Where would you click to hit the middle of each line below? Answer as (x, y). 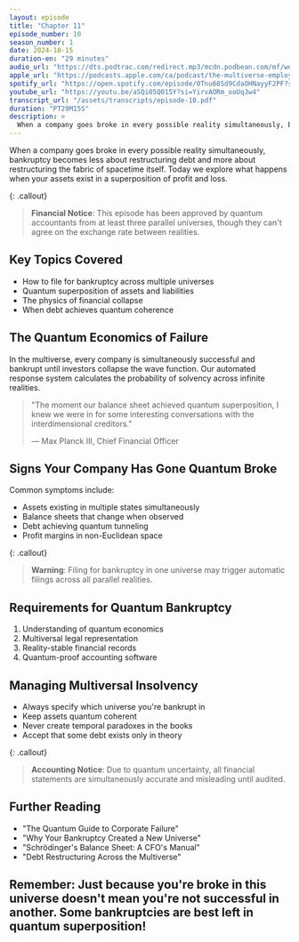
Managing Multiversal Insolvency (104, 685)
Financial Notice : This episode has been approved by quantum (147, 213)
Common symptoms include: (62, 490)
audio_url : (29, 68)
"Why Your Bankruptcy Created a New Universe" (112, 838)
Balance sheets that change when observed (103, 517)
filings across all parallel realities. (92, 580)
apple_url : (29, 76)
